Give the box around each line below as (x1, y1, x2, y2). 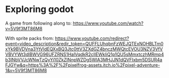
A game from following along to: (5, 20, 72, 26)
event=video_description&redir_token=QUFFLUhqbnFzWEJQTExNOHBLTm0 (5, 40, 164, 46)
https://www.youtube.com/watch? (73, 20, 144, 26)
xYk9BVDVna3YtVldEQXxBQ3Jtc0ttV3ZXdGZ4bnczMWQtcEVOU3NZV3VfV (5, 46, 163, 52)
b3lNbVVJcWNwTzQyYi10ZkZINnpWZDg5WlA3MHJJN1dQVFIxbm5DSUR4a (5, 56, 162, 62)
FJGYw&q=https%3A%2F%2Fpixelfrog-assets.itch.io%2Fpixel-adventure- (5, 62, 160, 68)
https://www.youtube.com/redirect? (54, 35, 130, 41)
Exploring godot (5, 4, 74, 15)
